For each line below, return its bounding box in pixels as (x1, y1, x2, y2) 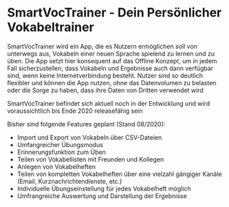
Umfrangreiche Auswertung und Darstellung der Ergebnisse (17, 191, 187, 200)
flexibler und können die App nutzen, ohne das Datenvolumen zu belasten (7, 78, 217, 87)
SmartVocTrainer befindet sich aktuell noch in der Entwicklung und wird (7, 99, 210, 107)
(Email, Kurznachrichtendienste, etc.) (17, 177, 122, 185)
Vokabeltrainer (7, 19, 94, 35)
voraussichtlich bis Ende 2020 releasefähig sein (7, 107, 143, 115)
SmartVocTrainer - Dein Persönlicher (7, 5, 222, 21)
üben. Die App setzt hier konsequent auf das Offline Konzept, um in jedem (7, 56, 218, 65)
